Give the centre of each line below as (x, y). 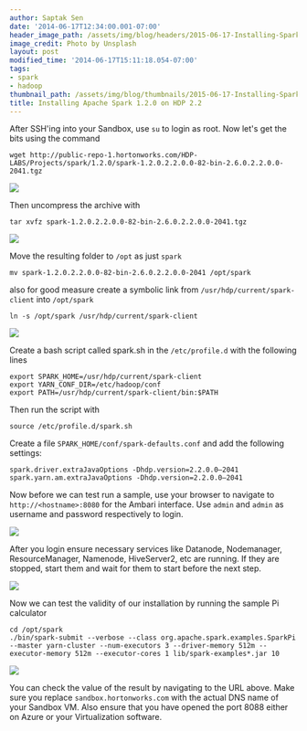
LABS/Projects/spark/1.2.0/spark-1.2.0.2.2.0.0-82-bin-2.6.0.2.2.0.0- (147, 164)
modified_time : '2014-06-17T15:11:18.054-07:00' (104, 60)
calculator (28, 613)
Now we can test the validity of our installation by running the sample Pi (144, 603)
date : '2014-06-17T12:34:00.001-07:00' (85, 26)
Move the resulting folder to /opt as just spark (96, 256)
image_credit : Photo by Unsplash (73, 43)
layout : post (34, 52)
